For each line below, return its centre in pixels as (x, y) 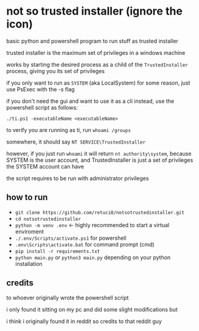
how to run (27, 197)
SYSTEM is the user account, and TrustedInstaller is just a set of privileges (100, 160)
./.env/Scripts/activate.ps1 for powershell (71, 238)
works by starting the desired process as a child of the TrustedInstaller (97, 64)
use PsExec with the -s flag (40, 89)
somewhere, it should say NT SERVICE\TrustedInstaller (76, 142)
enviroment (29, 231)
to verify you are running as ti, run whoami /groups (68, 130)
